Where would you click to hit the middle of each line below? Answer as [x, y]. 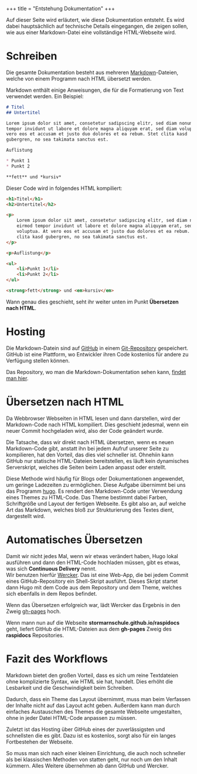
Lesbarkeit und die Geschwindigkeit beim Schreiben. [70, 688]
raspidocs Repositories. [35, 635]
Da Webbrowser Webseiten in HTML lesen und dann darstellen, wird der [93, 418]
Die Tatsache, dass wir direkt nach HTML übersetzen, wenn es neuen [90, 442]
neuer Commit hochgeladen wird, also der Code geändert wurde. [85, 431]
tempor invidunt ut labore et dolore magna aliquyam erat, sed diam [91, 129]
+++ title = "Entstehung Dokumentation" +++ [61, 9]
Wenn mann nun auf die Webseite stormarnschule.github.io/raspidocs [93, 622]
